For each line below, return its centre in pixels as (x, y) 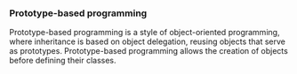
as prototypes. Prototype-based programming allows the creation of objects (149, 51)
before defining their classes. (63, 61)
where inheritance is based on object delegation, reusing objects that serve (148, 41)
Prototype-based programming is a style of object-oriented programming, (144, 33)
